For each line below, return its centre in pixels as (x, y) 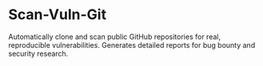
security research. (38, 53)
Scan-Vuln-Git (57, 15)
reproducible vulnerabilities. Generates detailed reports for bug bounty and (132, 45)
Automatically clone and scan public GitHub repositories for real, (115, 37)
